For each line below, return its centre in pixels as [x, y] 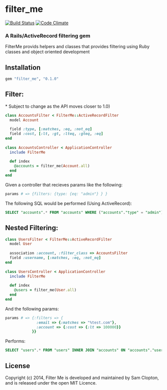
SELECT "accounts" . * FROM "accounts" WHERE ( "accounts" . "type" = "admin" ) [84, 212]
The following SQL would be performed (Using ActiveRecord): [69, 203]
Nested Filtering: [32, 228]
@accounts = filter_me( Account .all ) [52, 166]
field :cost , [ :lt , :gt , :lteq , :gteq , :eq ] [56, 134]
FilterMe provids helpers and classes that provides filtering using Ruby [78, 47]
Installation [23, 67]
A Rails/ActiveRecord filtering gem [48, 36]
